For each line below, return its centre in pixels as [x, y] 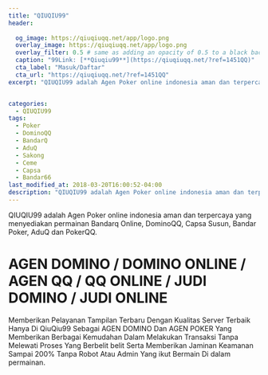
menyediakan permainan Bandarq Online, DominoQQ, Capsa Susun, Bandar [132, 223]
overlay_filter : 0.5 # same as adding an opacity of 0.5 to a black [132, 53]
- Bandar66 [33, 178]
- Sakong [30, 155]
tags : [17, 119]
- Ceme [26, 163]
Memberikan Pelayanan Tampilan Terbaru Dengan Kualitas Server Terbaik [130, 320]
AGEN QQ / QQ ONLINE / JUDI [108, 281]
